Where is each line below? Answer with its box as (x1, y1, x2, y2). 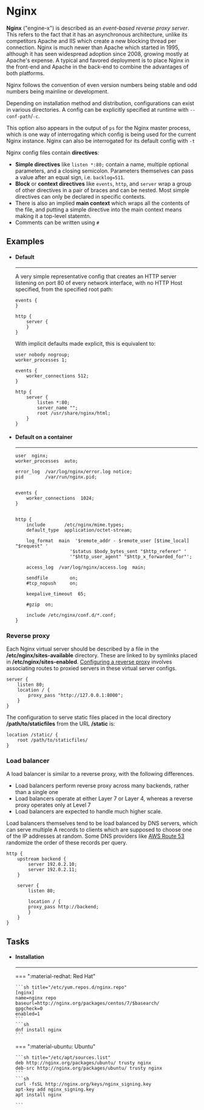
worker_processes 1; (15, 357, 67, 363)
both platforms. (6, 69, 45, 77)
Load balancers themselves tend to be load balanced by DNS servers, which (6, 820, 198, 827)
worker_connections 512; (26, 372, 89, 379)
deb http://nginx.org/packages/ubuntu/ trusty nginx (15, 1060, 152, 1066)
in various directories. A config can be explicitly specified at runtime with (6, 106, 189, 113)
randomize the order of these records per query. (6, 839, 127, 846)
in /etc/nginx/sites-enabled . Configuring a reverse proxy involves (6, 658, 172, 666)
